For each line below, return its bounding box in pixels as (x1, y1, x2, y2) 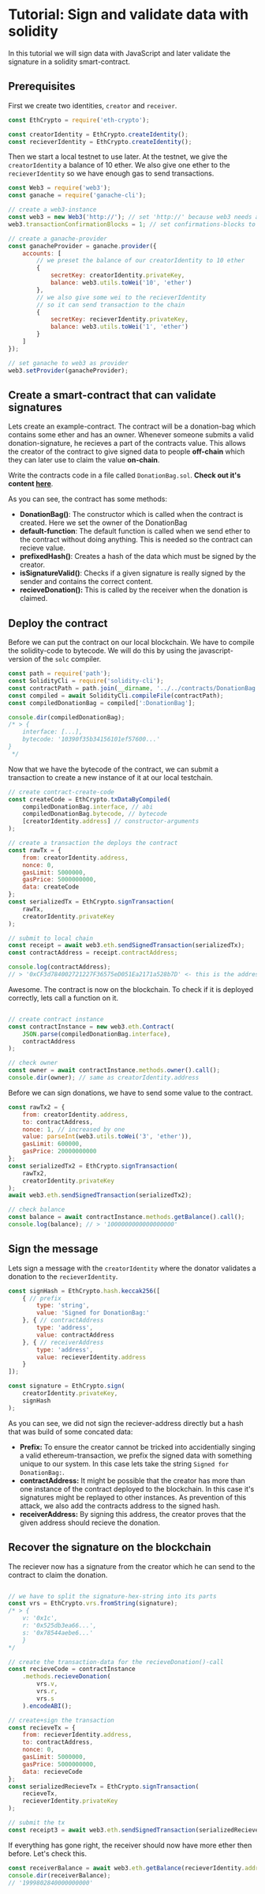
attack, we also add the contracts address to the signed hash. (19, 1500, 221, 1511)
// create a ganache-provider (8, 235, 108, 243)
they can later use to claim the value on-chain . (8, 455, 160, 465)
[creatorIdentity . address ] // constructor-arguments (22, 817, 200, 825)
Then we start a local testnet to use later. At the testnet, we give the (8, 152, 228, 161)
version (8, 655, 33, 664)
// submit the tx (8, 1819, 65, 1827)
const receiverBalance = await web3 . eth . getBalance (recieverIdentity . (8, 1864, 245, 1872)
